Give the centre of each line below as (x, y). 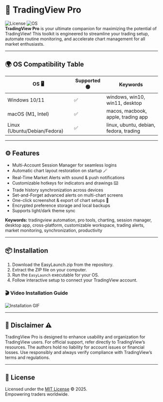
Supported (88, 81)
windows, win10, (126, 97)
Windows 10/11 (26, 100)
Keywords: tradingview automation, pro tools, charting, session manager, (78, 220)
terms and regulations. (27, 358)
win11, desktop (124, 103)
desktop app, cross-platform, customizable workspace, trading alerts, (75, 225)
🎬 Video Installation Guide (37, 293)
